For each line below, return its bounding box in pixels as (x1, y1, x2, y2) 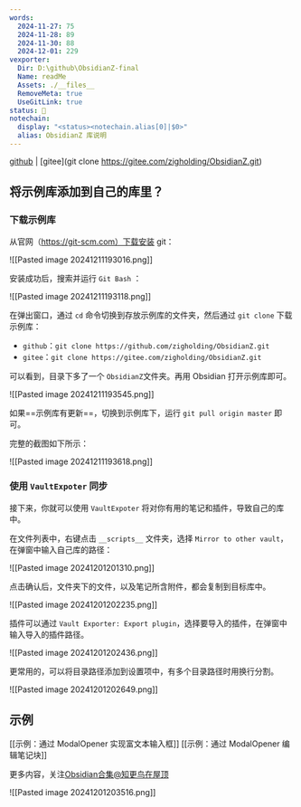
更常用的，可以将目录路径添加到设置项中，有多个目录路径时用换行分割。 (9, 666, 278, 677)
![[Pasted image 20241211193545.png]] (9, 388, 155, 399)
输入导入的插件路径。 (9, 629, 89, 640)
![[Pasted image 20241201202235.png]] (9, 599, 158, 610)
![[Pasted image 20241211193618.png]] (9, 456, 154, 467)
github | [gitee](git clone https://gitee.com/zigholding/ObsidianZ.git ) (9, 156, 262, 166)
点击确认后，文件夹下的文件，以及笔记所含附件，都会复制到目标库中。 (9, 581, 271, 592)
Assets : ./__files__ (17, 81, 95, 90)
